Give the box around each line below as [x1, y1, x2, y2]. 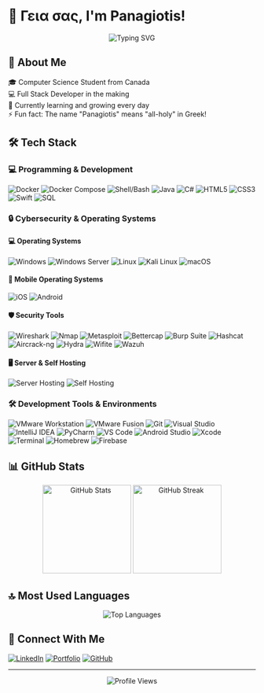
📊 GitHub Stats [8, 459, 85, 473]
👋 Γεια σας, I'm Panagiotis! [8, 7, 186, 25]
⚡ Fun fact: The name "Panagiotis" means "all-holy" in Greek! [8, 109, 207, 119]
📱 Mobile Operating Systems [8, 275, 104, 284]
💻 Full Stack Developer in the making [8, 89, 130, 98]
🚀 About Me [8, 56, 67, 69]
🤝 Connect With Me [8, 632, 105, 646]
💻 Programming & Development [8, 164, 134, 175]
